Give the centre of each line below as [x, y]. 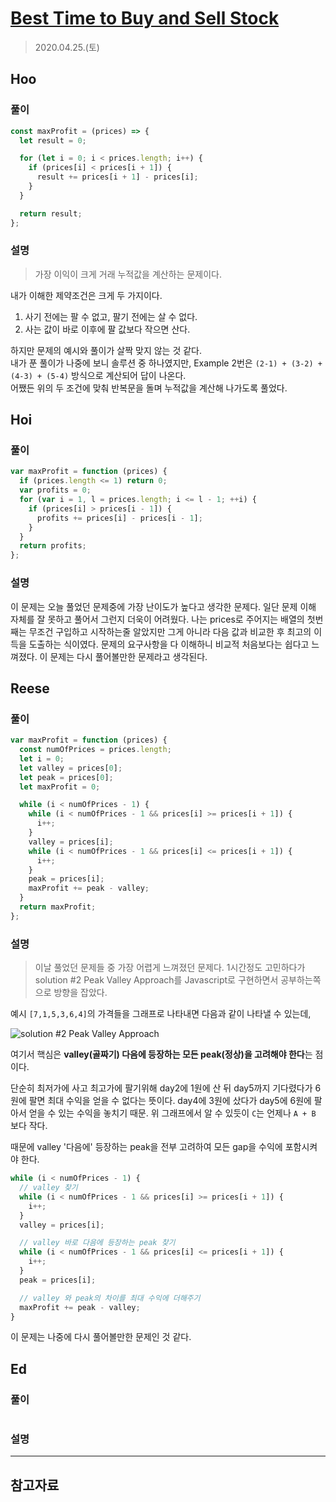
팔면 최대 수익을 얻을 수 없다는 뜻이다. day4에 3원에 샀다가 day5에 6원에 [170, 1101]
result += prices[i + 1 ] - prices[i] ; [117, 177]
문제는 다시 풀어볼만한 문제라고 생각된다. [128, 656]
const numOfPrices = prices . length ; [95, 750]
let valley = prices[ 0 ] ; [71, 768]
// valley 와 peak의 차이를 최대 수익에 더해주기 [110, 1298]
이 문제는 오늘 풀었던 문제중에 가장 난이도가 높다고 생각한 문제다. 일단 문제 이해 [163, 606]
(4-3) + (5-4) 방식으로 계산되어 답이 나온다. [98, 375]
